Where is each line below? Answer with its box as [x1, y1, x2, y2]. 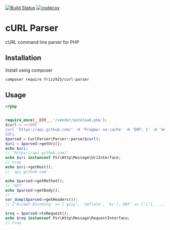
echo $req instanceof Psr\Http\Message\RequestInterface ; [5, 215, 130, 220]
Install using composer [5, 67, 53, 73]
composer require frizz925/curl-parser [5, 77, 90, 82]
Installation [5, 53, 41, 63]
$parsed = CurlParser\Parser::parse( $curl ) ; [5, 136, 101, 141]
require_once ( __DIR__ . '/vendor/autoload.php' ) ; [5, 118, 108, 123]
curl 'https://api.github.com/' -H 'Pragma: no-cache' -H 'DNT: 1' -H [5, 127, 157, 132]
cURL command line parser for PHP [5, 39, 79, 45]
